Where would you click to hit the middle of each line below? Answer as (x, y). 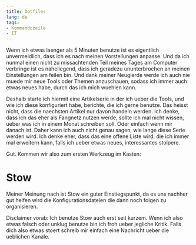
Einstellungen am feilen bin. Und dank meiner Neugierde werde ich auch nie (98, 75)
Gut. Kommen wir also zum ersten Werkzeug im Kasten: (74, 154)
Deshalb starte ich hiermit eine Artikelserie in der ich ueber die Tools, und (95, 99)
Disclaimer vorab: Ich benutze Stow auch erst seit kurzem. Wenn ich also (94, 218)
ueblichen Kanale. (28, 237)
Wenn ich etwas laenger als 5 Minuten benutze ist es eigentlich (83, 50)
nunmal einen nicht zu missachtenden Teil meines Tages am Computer (92, 63)
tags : (13, 22)
